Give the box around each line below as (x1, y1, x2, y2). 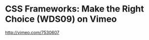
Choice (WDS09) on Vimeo (5, 13, 117, 25)
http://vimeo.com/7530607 (5, 29, 60, 35)
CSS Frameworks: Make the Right (5, 3, 145, 14)
